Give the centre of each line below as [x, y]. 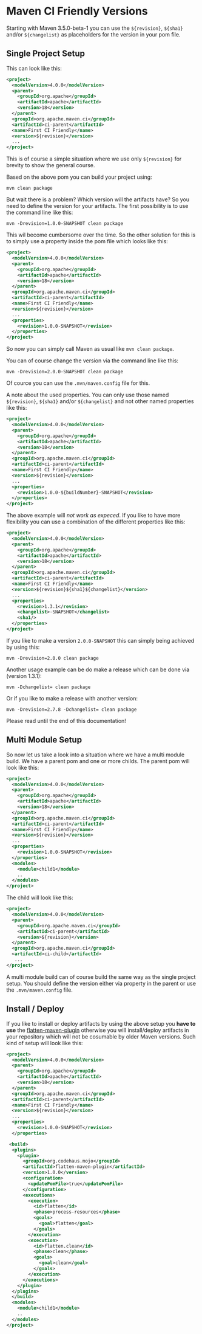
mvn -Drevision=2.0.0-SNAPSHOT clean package [65, 372]
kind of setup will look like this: [45, 1043]
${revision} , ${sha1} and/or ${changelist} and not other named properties [100, 401]
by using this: [23, 647]
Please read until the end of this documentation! [66, 721]
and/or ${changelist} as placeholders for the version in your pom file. [93, 34]
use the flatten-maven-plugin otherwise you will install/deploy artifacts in [98, 1030]
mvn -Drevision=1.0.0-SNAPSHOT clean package [65, 224]
